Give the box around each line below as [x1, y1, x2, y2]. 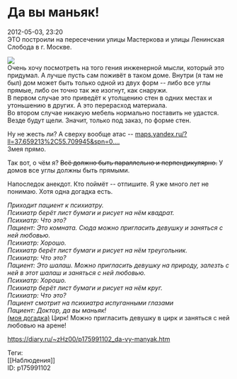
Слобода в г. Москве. [7, 42, 72, 51]
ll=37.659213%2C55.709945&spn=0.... [7, 137, 120, 146]
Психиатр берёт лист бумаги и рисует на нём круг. [7, 284, 163, 292]
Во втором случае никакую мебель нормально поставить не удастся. [7, 108, 219, 117]
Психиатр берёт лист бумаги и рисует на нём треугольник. [7, 245, 187, 255]
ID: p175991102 [7, 363, 51, 372]
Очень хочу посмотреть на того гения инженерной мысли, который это [7, 63, 225, 71]
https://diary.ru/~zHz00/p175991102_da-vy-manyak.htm [7, 334, 170, 343]
